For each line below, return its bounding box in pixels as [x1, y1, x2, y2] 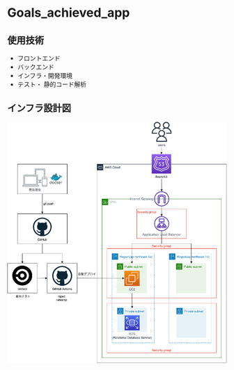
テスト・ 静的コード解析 [17, 80, 87, 88]
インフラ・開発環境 [17, 72, 73, 79]
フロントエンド [17, 54, 61, 62]
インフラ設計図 [7, 102, 72, 114]
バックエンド [17, 63, 54, 71]
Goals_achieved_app [7, 5, 130, 21]
